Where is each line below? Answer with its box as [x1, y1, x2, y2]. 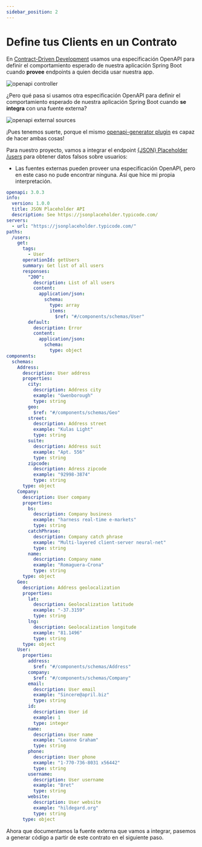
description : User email [33, 686, 96, 693]
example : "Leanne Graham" [33, 737, 99, 743]
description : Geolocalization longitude [33, 624, 137, 630]
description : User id [33, 709, 88, 715]
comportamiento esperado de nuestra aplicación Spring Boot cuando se [6, 98, 186, 105]
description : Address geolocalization [22, 585, 120, 591]
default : [28, 319, 50, 325]
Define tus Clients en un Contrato [6, 35, 177, 49]
